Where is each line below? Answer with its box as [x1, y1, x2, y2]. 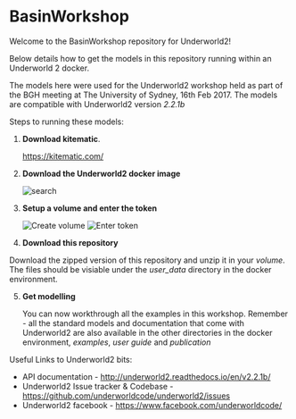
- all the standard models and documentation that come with [21, 317, 245, 328]
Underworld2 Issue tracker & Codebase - [21, 381, 174, 391]
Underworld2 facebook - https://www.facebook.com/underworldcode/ [21, 399, 283, 410]
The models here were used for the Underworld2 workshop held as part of [9, 80, 284, 90]
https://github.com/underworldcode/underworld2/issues [21, 390, 230, 401]
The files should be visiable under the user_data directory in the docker [9, 264, 272, 274]
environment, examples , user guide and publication [21, 337, 211, 348]
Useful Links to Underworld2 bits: [9, 354, 133, 365]
